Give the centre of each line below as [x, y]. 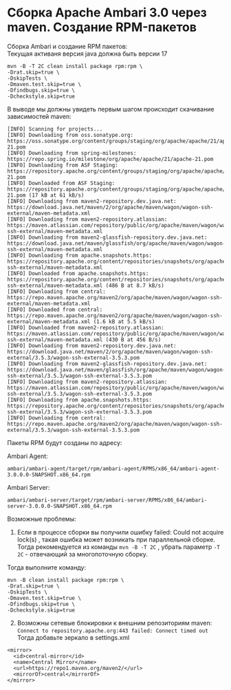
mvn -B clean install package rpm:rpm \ [66, 580]
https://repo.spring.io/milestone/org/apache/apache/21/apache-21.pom [110, 159]
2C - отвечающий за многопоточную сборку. [82, 554]
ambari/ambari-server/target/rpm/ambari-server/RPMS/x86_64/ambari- [107, 500]
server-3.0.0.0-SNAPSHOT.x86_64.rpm [59, 506]
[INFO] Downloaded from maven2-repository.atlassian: [86, 327]
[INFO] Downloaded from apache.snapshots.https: [78, 273]
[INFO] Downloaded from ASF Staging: [61, 183]
